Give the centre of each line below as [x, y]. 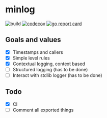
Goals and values [33, 40]
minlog [20, 9]
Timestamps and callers [38, 52]
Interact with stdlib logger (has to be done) [58, 75]
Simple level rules [31, 58]
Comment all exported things [43, 110]
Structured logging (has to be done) [50, 69]
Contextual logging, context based [49, 64]
